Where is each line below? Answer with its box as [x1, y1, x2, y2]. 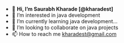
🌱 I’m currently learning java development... [11, 18, 118, 24]
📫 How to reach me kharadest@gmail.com [11, 31, 117, 37]
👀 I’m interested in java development [11, 12, 100, 19]
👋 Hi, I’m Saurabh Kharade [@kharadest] [11, 6, 113, 12]
